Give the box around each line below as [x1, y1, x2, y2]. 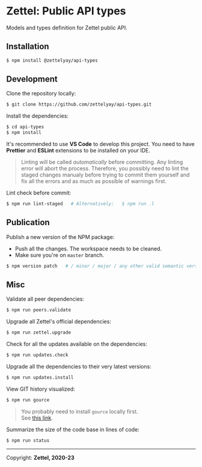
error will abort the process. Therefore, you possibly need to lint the [20, 165, 189, 172]
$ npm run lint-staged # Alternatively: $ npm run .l [6, 201, 155, 207]
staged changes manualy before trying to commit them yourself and [20, 171, 190, 178]
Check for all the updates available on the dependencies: [6, 340, 147, 348]
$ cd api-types [6, 124, 44, 130]
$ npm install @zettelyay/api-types [6, 57, 98, 64]
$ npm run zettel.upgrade [6, 330, 71, 336]
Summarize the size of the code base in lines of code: [6, 426, 139, 433]
